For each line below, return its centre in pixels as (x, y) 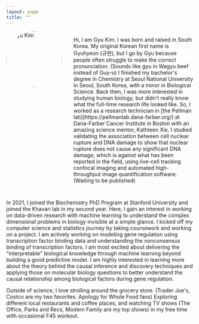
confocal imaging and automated (114, 167)
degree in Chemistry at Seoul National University (134, 79)
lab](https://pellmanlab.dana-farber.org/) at (127, 117)
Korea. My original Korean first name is (121, 46)
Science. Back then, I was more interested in (128, 91)
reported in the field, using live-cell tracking (127, 161)
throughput (87, 174)
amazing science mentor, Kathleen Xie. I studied (133, 130)
